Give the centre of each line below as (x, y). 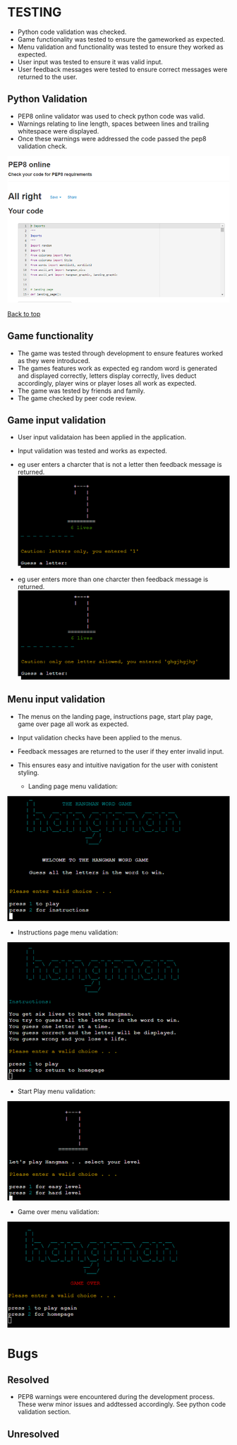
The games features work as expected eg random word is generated (117, 368)
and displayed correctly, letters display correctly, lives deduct (107, 376)
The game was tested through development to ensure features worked (120, 353)
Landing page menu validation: (73, 786)
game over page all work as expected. (73, 724)
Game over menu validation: (59, 1212)
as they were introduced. (54, 360)
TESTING (35, 12)
